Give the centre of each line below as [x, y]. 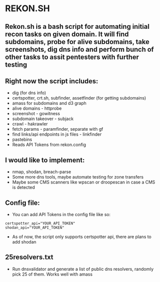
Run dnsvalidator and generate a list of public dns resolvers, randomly [83, 269]
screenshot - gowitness [36, 114]
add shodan [24, 242]
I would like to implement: [45, 160]
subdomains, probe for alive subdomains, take [77, 42]
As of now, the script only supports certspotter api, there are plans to [82, 237]
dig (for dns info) [29, 93]
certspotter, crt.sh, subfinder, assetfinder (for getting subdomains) [79, 98]
